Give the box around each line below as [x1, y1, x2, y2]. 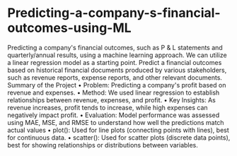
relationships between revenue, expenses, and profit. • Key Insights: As [7, 95, 216, 104]
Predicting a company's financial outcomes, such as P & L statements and [7, 43, 223, 52]
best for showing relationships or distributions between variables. [7, 140, 198, 149]
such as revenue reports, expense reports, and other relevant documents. [7, 73, 223, 82]
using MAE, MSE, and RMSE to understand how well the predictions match [7, 118, 224, 126]
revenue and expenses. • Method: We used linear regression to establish [7, 88, 220, 97]
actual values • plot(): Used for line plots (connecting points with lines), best [7, 126, 230, 134]
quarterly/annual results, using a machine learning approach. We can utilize [7, 51, 228, 59]
